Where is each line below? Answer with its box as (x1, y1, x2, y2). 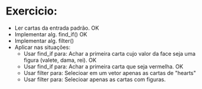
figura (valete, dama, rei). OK (23, 56, 97, 64)
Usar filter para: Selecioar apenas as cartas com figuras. (23, 76, 166, 83)
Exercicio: (5, 4, 57, 18)
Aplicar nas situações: (14, 44, 71, 51)
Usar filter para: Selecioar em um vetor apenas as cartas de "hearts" (23, 69, 197, 76)
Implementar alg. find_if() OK (14, 30, 88, 38)
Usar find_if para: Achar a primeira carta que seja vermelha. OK (23, 62, 184, 70)
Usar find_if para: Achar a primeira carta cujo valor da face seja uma (23, 50, 196, 57)
